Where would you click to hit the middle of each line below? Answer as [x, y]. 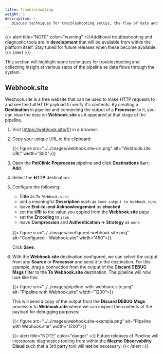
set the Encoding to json [44, 217]
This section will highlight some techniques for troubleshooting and [72, 62]
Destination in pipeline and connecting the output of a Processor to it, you [80, 110]
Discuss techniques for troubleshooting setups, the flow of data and [85, 23]
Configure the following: [36, 187]
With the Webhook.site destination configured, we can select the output [85, 257]
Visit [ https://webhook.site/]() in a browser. [55, 130]
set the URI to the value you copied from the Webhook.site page [84, 212]
